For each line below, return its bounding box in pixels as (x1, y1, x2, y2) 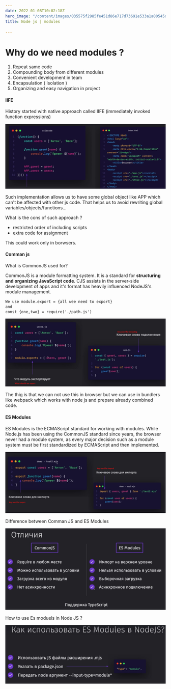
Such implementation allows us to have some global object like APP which (5, 194, 161, 200)
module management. (5, 288, 51, 295)
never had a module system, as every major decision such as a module (5, 436, 154, 443)
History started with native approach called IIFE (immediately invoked (5, 108, 151, 115)
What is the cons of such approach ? (5, 214, 82, 221)
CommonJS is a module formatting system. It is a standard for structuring (5, 272, 161, 279)
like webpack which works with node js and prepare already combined (5, 397, 154, 403)
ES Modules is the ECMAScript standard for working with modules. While (5, 425, 159, 431)
